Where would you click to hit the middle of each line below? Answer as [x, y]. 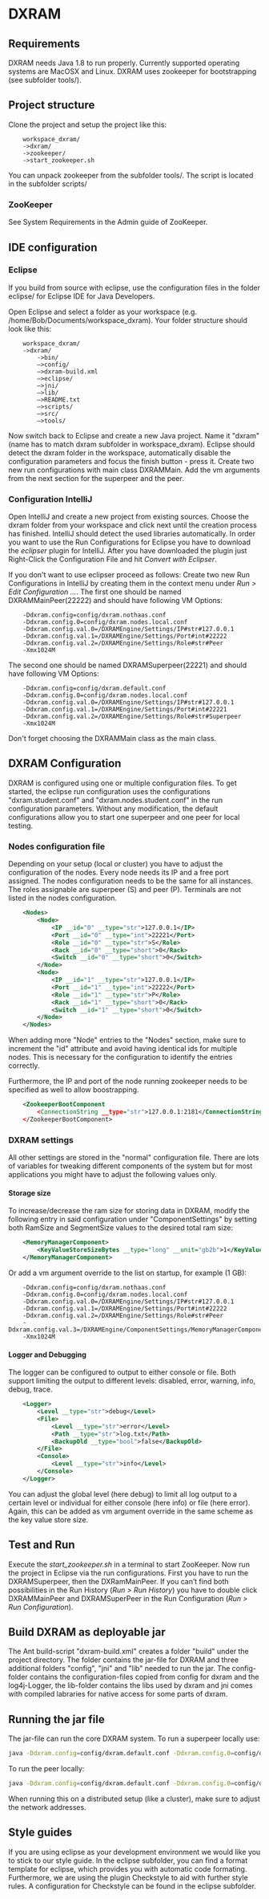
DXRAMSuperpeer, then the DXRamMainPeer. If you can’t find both [119, 1581]
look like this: [30, 328]
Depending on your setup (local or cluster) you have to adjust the [116, 864]
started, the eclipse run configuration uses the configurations [109, 791]
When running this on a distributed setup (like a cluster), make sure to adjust [134, 1799]
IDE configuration [53, 247]
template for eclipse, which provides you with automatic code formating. [128, 1868]
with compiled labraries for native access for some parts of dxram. [118, 1694]
